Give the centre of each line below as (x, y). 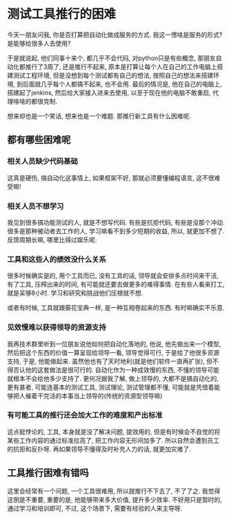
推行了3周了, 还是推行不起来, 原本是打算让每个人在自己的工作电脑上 (121, 66)
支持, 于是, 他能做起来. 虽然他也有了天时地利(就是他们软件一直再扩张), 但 (110, 361)
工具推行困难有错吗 (48, 473)
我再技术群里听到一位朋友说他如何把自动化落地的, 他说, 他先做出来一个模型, (114, 344)
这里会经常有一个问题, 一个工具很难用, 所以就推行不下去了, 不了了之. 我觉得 (114, 491)
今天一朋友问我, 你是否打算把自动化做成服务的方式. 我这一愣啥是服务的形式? (115, 35)
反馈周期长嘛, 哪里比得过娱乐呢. (52, 239)
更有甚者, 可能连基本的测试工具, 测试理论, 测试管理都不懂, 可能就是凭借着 (111, 387)
